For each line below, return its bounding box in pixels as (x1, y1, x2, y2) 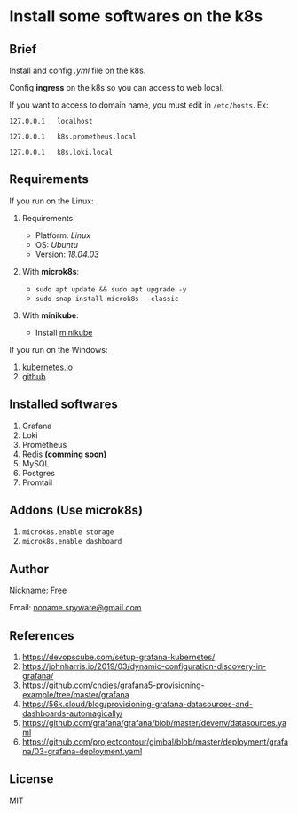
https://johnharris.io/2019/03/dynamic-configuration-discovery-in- (21, 661, 267, 672)
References (9, 628, 74, 643)
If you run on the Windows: (9, 344, 108, 355)
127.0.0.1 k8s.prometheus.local (9, 132, 137, 141)
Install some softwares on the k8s (9, 6, 263, 27)
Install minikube (35, 327, 93, 338)
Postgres (21, 467, 56, 478)
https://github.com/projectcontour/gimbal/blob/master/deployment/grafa (21, 737, 289, 747)
